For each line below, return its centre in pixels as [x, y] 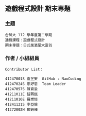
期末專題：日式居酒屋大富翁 [29, 45]
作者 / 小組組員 [22, 58]
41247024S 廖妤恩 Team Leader [36, 84]
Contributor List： [24, 69]
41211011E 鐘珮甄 [21, 94]
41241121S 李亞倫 [21, 104]
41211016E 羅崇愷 [21, 99]
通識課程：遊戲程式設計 [25, 40]
